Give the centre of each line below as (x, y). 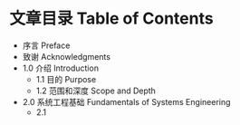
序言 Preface (46, 45)
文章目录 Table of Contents (112, 19)
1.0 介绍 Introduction (61, 68)
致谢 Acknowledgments (67, 56)
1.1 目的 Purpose (66, 79)
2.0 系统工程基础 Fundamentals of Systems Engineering (126, 101)
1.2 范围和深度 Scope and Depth (96, 91)
